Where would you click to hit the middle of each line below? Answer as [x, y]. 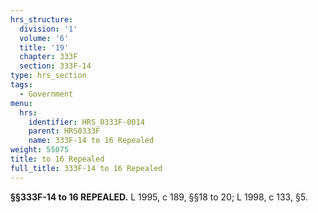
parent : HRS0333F [64, 131]
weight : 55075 [40, 150]
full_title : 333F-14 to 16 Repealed [86, 168]
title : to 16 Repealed [57, 159]
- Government [46, 94]
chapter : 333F [48, 57]
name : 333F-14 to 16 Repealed [91, 141]
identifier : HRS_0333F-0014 [86, 122]
